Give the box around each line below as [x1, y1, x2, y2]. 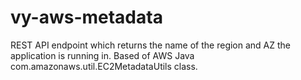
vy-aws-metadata [10, 6, 163, 29]
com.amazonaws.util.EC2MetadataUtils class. [10, 60, 198, 72]
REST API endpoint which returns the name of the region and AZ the [10, 39, 292, 51]
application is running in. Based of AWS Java [10, 49, 195, 61]
